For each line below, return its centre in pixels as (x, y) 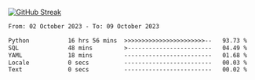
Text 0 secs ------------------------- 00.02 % (127, 70)
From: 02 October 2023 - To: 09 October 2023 (84, 27)
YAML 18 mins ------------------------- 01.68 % (127, 55)
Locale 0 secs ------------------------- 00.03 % (127, 63)
